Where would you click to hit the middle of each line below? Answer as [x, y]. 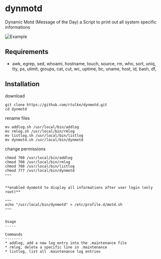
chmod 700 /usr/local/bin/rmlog [38, 162]
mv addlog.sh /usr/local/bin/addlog [42, 127]
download [15, 96]
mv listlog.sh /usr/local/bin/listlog [44, 135]
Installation [22, 84]
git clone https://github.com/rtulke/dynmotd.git [56, 105]
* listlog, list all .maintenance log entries [53, 251]
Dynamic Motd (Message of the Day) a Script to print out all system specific [81, 22]
